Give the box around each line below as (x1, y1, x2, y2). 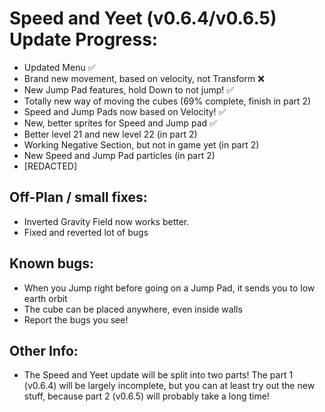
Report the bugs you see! (23, 313, 129, 326)
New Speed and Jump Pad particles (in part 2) (23, 149, 216, 161)
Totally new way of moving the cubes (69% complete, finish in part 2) (23, 95, 312, 107)
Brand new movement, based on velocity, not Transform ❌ (23, 72, 265, 84)
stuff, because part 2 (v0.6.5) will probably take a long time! (23, 390, 270, 402)
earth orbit (23, 292, 68, 304)
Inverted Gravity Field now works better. (23, 215, 190, 227)
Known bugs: (9, 255, 95, 272)
